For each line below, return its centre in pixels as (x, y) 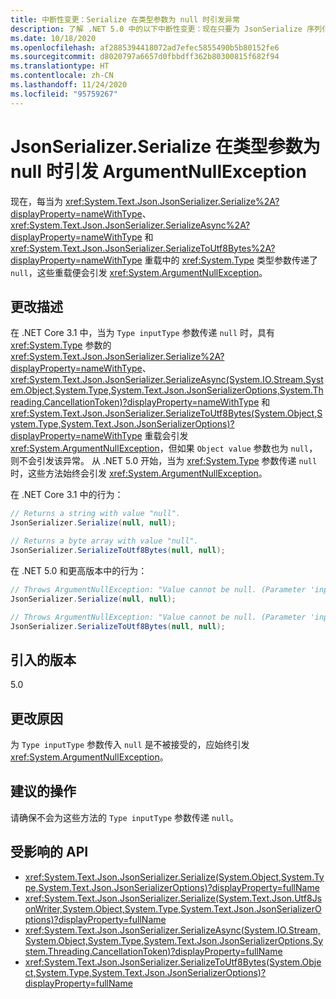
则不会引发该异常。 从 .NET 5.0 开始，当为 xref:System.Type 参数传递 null (164, 461)
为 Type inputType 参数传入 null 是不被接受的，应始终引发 (130, 744)
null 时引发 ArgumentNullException (158, 171)
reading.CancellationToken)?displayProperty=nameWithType (135, 402)
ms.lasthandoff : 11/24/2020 (69, 85)
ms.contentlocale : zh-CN (62, 76)
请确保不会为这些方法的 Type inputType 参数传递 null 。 (124, 817)
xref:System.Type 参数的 (61, 345)
